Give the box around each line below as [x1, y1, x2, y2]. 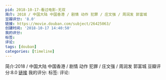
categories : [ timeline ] [5, 49, 55, 54]
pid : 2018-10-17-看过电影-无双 [5, 7, 66, 12]
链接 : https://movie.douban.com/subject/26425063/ [5, 21, 111, 26]
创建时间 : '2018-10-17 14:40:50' [5, 26, 72, 31]
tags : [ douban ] [5, 44, 37, 49]
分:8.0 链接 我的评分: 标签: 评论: [5, 69, 70, 75]
